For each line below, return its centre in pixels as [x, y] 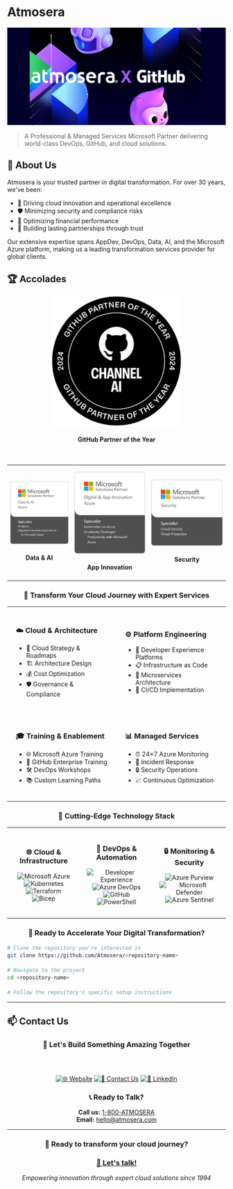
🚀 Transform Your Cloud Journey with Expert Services [116, 595]
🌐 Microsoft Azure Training [64, 754]
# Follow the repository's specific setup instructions [89, 992]
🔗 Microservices [158, 674]
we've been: [25, 189]
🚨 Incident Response [164, 761]
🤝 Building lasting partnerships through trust [80, 228]
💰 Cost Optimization [55, 674]
